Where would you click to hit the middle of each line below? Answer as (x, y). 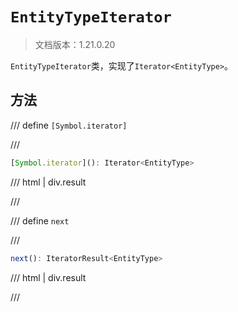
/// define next (40, 220)
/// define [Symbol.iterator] (69, 125)
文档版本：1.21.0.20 (75, 44)
